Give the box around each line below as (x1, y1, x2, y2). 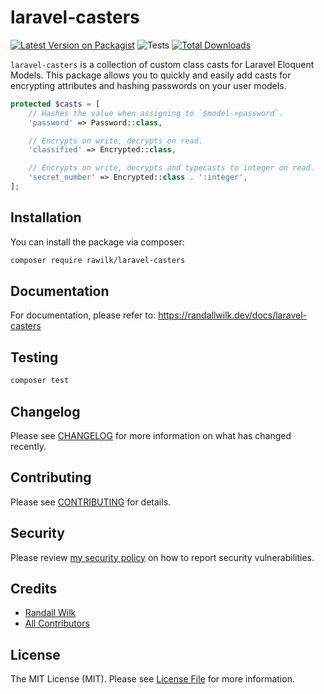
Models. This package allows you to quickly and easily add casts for (10, 69, 292, 81)
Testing (10, 349, 59, 366)
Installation (10, 209, 82, 226)
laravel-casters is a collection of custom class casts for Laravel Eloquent (10, 58, 315, 70)
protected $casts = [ (10, 99, 101, 109)
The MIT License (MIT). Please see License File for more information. (10, 673, 295, 685)
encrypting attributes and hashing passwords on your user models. (10, 79, 287, 91)
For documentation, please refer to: (10, 309, 157, 321)
